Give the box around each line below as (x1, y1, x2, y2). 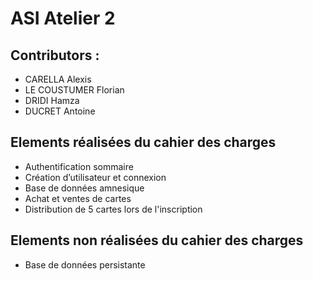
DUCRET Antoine (24, 105, 96, 117)
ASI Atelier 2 (10, 7, 116, 30)
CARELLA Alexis (24, 73, 92, 85)
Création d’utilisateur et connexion (24, 171, 167, 183)
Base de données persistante (24, 258, 146, 271)
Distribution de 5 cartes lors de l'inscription (24, 203, 203, 215)
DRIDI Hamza (24, 95, 80, 106)
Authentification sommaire (24, 160, 134, 172)
